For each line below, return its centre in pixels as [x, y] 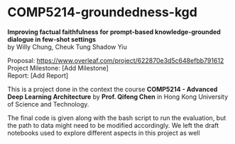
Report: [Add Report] [38, 76]
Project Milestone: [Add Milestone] [58, 68]
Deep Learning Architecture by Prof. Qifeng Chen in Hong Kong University [118, 97]
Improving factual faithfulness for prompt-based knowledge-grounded [114, 32]
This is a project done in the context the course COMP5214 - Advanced [113, 89]
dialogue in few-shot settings [52, 39]
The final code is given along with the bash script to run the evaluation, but [117, 118]
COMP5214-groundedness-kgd [102, 12]
